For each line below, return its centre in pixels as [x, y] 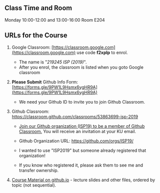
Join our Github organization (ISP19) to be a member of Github [82, 126]
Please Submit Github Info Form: [45, 82]
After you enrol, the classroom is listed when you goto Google [81, 67]
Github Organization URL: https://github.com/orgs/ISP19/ [76, 141]
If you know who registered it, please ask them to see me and [81, 165]
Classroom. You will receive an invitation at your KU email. [78, 131]
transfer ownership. [39, 170]
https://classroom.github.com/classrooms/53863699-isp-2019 [75, 116]
